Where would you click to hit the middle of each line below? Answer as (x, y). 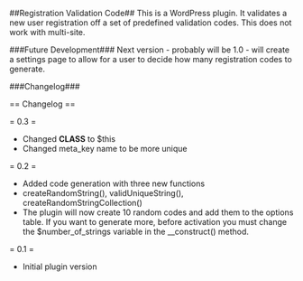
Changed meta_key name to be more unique (105, 149)
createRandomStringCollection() (82, 203)
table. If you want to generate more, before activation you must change (154, 222)
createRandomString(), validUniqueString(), (103, 193)
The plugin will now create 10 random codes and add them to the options (158, 212)
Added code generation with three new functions (114, 183)
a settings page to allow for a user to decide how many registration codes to (151, 59)
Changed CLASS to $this (69, 139)
